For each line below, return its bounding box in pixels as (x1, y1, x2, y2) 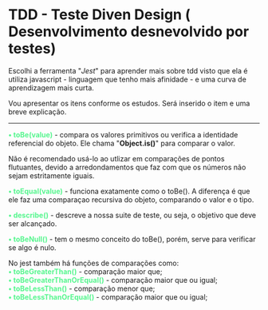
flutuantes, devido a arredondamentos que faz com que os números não (8, 162, 246, 172)
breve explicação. (8, 106, 67, 117)
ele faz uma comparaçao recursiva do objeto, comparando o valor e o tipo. (8, 194, 254, 205)
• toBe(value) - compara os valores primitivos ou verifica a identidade (8, 129, 238, 139)
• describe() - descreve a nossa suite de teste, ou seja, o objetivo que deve (8, 210, 257, 220)
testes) (8, 40, 57, 58)
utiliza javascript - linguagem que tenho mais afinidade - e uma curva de (8, 74, 247, 84)
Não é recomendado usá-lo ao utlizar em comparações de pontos (8, 153, 225, 163)
